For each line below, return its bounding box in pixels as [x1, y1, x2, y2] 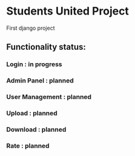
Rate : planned [6, 141, 50, 150]
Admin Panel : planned [6, 76, 74, 85]
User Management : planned [6, 93, 92, 101]
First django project [6, 24, 55, 32]
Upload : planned [6, 109, 58, 118]
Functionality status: [6, 42, 87, 52]
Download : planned [6, 125, 67, 134]
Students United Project [6, 4, 129, 18]
